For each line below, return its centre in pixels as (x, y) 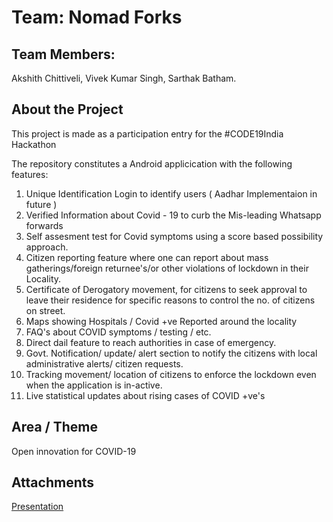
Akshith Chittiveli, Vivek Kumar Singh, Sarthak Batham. (124, 78)
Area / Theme (54, 427)
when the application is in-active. (94, 385)
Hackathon (34, 144)
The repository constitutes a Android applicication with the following (152, 163)
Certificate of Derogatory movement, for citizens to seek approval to (166, 289)
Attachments (53, 482)
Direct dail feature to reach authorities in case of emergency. (151, 342)
